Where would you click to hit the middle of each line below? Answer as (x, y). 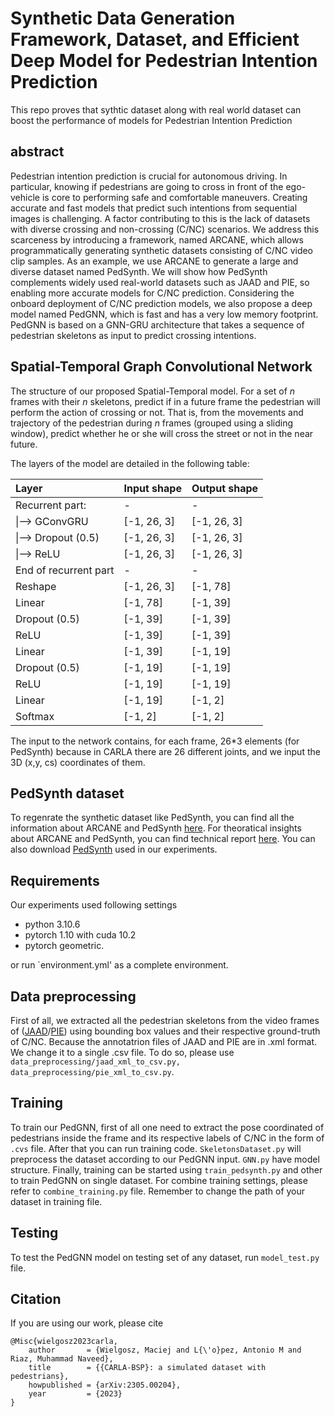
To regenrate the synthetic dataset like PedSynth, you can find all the (152, 818)
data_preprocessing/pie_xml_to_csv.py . (92, 1071)
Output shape (225, 488)
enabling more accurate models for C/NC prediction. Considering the (152, 293)
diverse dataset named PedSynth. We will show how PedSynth (139, 271)
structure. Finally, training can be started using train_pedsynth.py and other (166, 1169)
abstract (37, 152)
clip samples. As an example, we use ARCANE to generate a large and (154, 261)
